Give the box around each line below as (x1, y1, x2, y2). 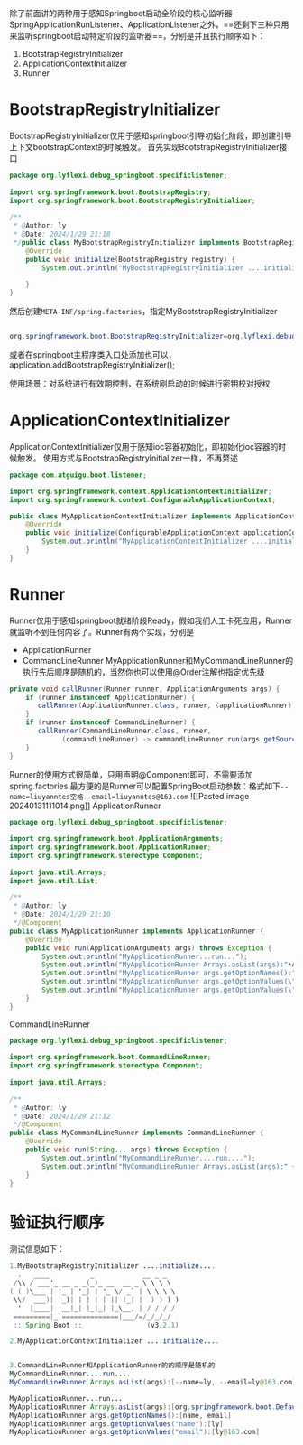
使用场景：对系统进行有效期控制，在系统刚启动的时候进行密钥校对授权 (9, 378, 271, 388)
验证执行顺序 (9, 1212, 106, 1233)
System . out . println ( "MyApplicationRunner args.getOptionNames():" (41, 969, 297, 978)
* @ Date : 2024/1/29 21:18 (13, 229, 111, 239)
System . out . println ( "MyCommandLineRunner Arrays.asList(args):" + (41, 1161, 297, 1171)
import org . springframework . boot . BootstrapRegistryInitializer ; (9, 196, 256, 205)
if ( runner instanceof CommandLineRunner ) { (25, 718, 196, 727)
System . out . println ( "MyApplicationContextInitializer (41, 536, 248, 546)
